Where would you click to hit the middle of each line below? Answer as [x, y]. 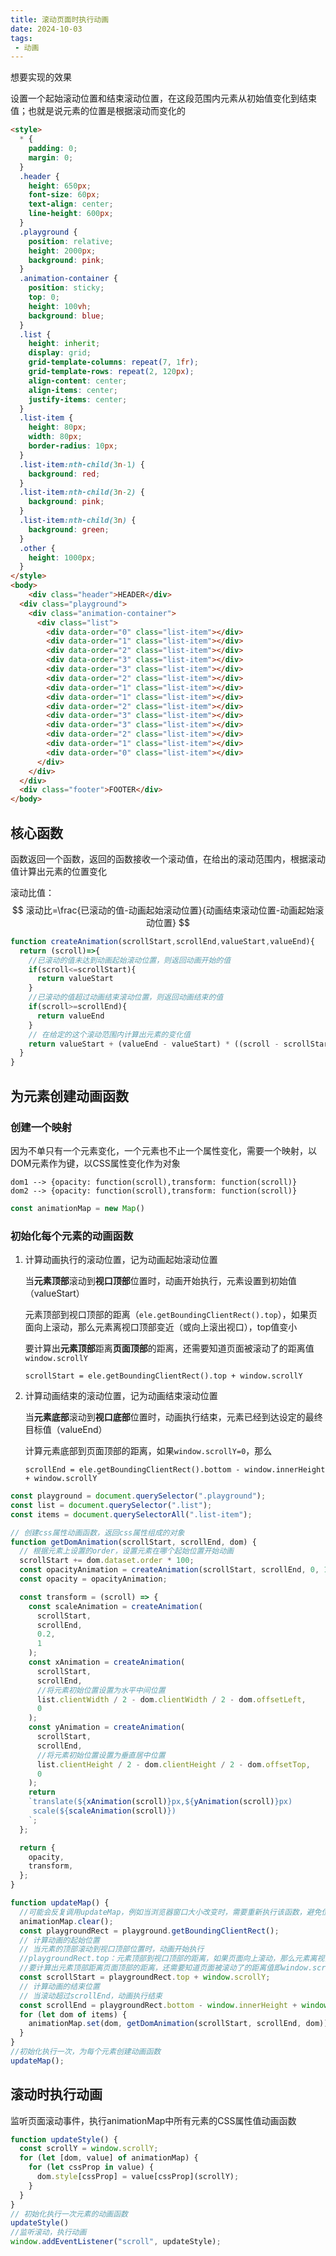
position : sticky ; [66, 288]
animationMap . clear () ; [66, 1921]
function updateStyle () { [64, 2139]
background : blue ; [66, 316]
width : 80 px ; [55, 437]
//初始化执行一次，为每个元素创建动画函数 [86, 2052]
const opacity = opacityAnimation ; [93, 1579]
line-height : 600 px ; [71, 214]
